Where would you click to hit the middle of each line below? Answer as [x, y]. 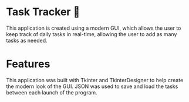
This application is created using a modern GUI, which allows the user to [94, 28]
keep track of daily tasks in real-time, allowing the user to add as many [92, 34]
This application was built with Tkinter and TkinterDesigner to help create [95, 80]
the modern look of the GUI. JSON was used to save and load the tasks [92, 86]
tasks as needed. [27, 40]
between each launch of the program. [52, 92]
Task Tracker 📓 [43, 12]
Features [28, 64]
